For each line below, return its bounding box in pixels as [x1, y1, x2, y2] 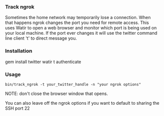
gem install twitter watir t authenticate [5, 59, 82, 65]
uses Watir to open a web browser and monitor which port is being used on [5, 25, 157, 31]
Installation [5, 47, 33, 54]
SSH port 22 [5, 105, 30, 111]
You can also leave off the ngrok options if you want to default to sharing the [5, 100, 160, 106]
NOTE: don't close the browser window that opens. [5, 91, 108, 96]
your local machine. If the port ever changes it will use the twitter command [5, 30, 158, 36]
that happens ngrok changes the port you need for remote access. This [5, 20, 149, 25]
